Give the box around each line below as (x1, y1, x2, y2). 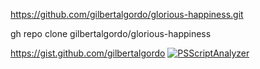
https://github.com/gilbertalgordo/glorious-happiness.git (10, 9, 244, 20)
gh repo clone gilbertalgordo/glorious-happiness (10, 28, 212, 39)
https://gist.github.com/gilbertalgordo (10, 47, 166, 59)
